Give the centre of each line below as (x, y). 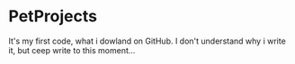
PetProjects (53, 16)
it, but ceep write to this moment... (72, 50)
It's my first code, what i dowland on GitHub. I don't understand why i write (147, 41)
